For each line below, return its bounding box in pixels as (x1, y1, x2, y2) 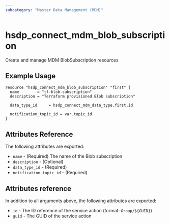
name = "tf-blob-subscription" (10, 89, 93, 94)
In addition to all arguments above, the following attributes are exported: (5, 198, 157, 204)
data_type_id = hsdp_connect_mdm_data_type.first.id (10, 103, 133, 108)
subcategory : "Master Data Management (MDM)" (5, 7, 103, 13)
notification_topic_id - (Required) (12, 170, 88, 176)
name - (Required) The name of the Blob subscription (12, 153, 123, 159)
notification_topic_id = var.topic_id (10, 112, 93, 117)
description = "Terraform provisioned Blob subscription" (10, 94, 136, 99)
